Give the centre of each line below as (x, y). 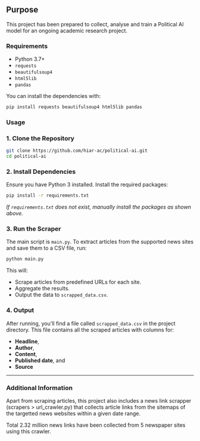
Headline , (27, 341)
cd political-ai (26, 157)
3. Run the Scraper (34, 229)
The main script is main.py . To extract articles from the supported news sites (100, 242)
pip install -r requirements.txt (48, 196)
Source (24, 366)
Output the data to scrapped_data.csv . (61, 295)
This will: (17, 271)
